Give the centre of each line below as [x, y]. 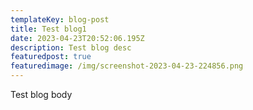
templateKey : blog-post [60, 19]
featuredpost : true [51, 57]
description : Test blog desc [71, 47]
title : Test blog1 [48, 29]
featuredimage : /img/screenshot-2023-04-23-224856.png [127, 66]
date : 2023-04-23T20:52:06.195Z [77, 38]
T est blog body [41, 94]
